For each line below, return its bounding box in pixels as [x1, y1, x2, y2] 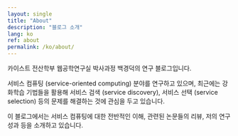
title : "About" [7, 17, 53, 24]
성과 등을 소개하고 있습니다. [7, 121, 84, 129]
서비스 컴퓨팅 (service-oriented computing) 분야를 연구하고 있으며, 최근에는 [7, 79, 221, 88]
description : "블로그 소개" [7, 23, 83, 31]
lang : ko [7, 30, 33, 38]
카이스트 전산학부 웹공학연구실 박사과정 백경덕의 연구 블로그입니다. [7, 64, 192, 72]
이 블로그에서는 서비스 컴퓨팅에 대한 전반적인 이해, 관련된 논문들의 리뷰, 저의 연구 [7, 112, 231, 120]
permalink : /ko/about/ [7, 43, 75, 51]
